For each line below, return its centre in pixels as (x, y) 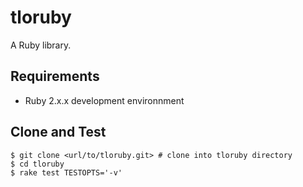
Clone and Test (58, 132)
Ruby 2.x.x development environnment (104, 100)
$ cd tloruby (37, 164)
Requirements (55, 76)
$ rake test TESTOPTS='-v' (66, 172)
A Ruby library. (41, 45)
